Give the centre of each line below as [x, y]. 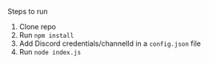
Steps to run [28, 11]
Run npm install [46, 35]
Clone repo [38, 26]
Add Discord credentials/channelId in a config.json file [110, 43]
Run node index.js [50, 52]
